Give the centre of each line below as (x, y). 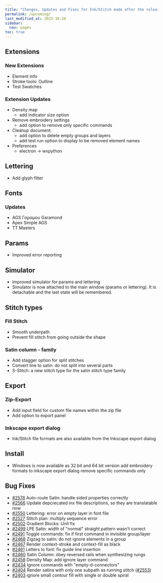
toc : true (15, 32)
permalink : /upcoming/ (28, 14)
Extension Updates (28, 99)
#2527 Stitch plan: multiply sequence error (55, 518)
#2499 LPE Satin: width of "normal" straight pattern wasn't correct (79, 529)
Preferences (24, 146)
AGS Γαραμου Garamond (37, 218)
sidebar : (14, 23)
